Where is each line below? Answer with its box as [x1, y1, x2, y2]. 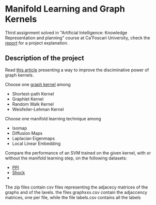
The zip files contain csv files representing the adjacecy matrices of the [5, 184, 148, 190]
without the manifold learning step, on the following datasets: [5, 155, 127, 161]
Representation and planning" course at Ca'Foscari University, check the [5, 35, 150, 41]
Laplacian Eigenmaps [12, 135, 55, 141]
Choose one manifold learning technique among [5, 115, 101, 122]
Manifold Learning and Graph [5, 3, 125, 15]
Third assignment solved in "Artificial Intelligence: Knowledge [5, 30, 127, 35]
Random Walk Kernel [12, 101, 54, 107]
